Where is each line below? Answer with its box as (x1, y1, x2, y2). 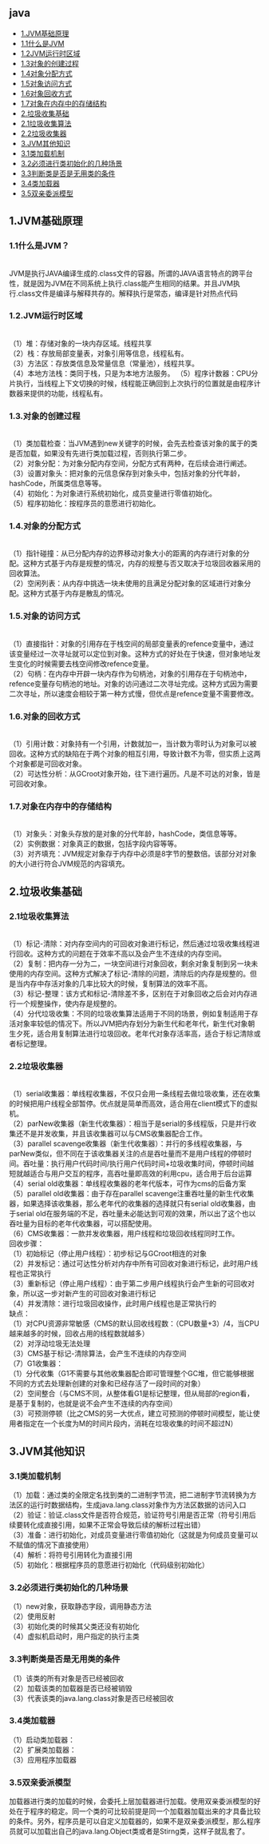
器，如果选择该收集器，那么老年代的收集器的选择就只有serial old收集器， (9, 1199, 249, 1208)
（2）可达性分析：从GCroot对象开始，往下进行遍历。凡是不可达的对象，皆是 (9, 768, 261, 778)
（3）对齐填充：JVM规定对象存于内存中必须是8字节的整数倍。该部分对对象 (9, 849, 257, 859)
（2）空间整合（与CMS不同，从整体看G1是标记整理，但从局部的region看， (9, 1389, 255, 1399)
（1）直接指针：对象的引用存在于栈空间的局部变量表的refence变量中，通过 (9, 639, 255, 649)
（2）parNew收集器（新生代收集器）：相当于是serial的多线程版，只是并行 (9, 1119, 250, 1128)
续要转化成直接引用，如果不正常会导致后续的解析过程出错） (9, 1519, 205, 1530)
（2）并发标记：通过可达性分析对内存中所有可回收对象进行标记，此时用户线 (9, 1259, 259, 1268)
